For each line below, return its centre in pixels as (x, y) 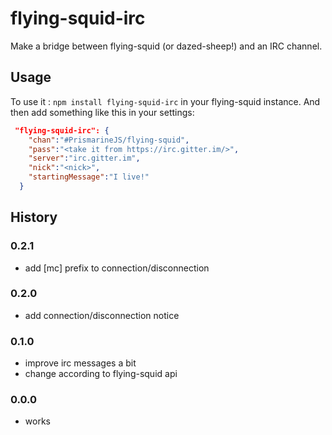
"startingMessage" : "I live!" (89, 177)
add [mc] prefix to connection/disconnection (117, 268)
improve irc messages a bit (80, 363)
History (34, 217)
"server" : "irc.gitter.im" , (84, 158)
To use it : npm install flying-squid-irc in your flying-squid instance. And (165, 101)
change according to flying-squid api (101, 374)
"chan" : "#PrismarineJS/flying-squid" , (109, 140)
